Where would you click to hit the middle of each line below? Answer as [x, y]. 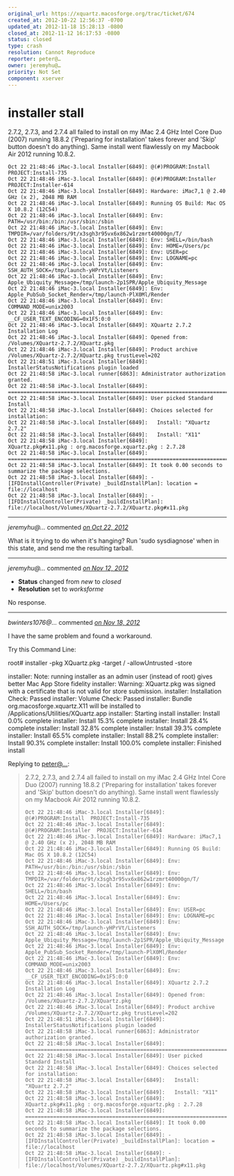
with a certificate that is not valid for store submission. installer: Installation [115, 691]
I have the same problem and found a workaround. [80, 636]
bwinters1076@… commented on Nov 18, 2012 [74, 623]
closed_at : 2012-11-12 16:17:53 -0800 [64, 33]
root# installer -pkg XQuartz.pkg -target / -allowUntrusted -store [100, 663]
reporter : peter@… [34, 59]
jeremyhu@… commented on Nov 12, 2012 [68, 569]
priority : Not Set [34, 72]
